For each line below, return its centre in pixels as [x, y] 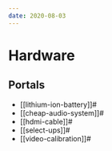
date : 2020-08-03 [37, 16]
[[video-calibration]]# [56, 138]
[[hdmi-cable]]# [46, 121]
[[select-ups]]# [45, 130]
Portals [27, 85]
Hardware [42, 55]
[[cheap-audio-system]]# [62, 112]
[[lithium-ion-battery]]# [58, 104]
